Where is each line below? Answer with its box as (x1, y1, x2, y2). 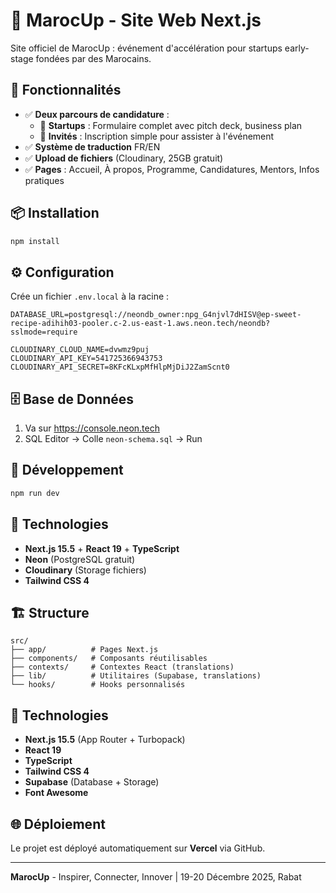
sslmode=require (10, 327, 78, 338)
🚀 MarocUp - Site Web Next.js (10, 9, 262, 32)
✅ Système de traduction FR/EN (24, 140, 161, 153)
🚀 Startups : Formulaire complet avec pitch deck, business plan (39, 119, 303, 131)
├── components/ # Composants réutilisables (10, 654, 208, 664)
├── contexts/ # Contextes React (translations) (10, 662, 235, 673)
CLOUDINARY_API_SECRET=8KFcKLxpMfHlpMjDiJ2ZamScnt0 (10, 362, 230, 373)
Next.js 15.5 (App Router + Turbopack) (24, 734, 186, 746)
